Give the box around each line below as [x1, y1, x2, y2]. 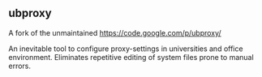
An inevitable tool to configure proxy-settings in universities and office [8, 44, 243, 53]
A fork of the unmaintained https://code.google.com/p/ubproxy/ [8, 28, 221, 37]
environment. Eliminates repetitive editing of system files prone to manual [8, 52, 254, 62]
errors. [8, 61, 31, 71]
